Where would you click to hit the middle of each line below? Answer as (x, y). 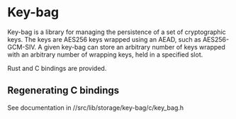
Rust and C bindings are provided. (57, 68)
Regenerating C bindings (63, 90)
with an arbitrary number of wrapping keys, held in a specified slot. (105, 55)
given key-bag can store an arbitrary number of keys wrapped (134, 47)
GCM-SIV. (22, 47)
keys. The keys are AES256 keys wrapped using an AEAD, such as (104, 39)
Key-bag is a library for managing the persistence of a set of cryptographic (117, 32)
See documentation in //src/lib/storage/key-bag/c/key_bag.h (96, 108)
